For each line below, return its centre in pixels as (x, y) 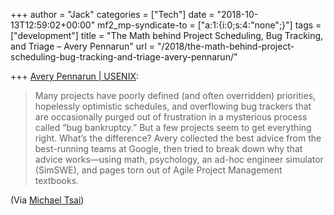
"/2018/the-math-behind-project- (225, 46)
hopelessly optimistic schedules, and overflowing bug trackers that (173, 106)
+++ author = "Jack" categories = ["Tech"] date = (112, 14)
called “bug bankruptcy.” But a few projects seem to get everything (173, 127)
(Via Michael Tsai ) (47, 200)
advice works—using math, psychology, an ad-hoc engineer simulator (179, 159)
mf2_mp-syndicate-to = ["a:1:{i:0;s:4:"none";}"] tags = (209, 25)
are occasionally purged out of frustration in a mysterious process (171, 117)
